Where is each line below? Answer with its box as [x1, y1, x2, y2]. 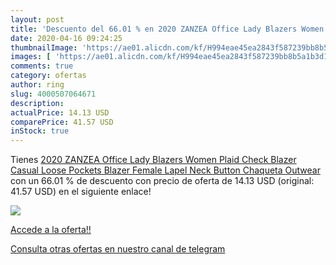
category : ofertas [10, 71, 87, 81]
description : [10, 98, 65, 108]
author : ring [10, 80, 65, 90]
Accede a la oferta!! [10, 224, 92, 236]
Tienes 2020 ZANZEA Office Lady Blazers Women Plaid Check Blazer [10, 154, 297, 166]
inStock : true [10, 126, 70, 136]
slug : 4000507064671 [10, 89, 97, 99]
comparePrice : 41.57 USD [10, 117, 114, 127]
